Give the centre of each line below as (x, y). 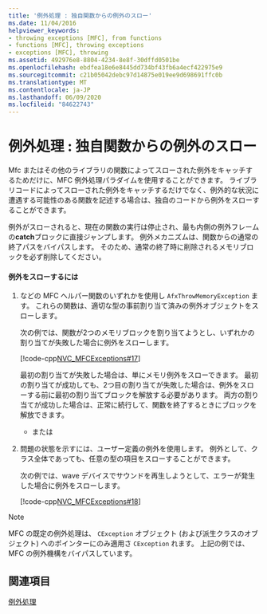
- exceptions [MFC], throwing (59, 53)
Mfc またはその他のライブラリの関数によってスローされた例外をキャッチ (127, 170)
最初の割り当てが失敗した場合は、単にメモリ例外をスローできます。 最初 (139, 375)
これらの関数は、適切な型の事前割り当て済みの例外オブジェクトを (144, 306)
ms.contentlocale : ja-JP (49, 90)
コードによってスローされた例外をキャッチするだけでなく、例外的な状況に (137, 190)
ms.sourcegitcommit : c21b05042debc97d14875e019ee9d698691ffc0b (116, 75)
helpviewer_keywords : (44, 30)
